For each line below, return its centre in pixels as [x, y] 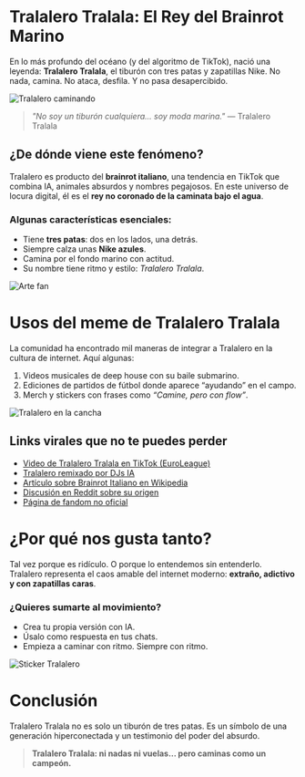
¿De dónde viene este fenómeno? [107, 155]
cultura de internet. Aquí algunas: [72, 357]
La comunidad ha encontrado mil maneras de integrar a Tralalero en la [141, 347]
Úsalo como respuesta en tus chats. [90, 637]
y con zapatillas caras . [53, 583]
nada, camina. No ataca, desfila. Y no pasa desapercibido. [119, 80]
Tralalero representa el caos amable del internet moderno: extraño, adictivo [152, 574]
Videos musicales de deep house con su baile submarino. [131, 375]
